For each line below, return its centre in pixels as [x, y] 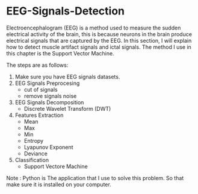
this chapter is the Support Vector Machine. [60, 53]
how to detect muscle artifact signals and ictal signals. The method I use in [99, 47]
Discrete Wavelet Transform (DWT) [67, 108]
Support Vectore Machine [56, 166]
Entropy [34, 140]
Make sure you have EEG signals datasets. [67, 77]
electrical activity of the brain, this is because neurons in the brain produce [99, 34]
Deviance [36, 153]
